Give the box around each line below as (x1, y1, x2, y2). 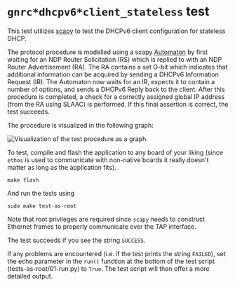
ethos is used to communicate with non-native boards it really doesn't (7, 155, 209, 164)
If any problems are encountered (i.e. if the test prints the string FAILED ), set (7, 249, 226, 258)
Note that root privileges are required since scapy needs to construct (7, 215, 206, 223)
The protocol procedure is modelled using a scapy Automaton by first (7, 48, 208, 56)
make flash (7, 176, 39, 184)
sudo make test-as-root (7, 202, 77, 210)
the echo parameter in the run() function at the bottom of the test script (7, 257, 215, 265)
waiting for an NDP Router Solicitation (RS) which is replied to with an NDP (7, 55, 222, 63)
